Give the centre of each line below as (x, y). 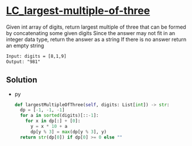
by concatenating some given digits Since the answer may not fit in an (91, 33)
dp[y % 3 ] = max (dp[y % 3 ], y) (68, 132)
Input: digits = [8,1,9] (36, 56)
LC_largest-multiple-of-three (78, 11)
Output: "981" (23, 62)
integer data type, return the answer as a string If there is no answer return (96, 39)
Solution (22, 80)
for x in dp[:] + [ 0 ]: (53, 121)
